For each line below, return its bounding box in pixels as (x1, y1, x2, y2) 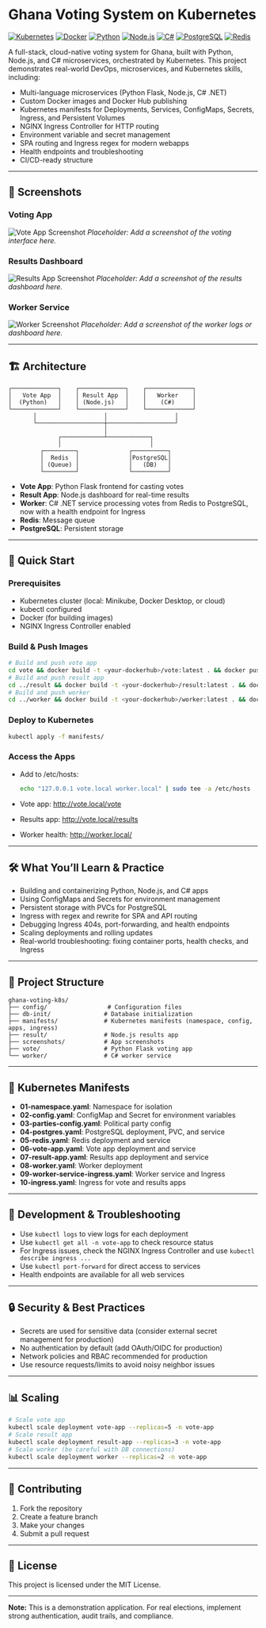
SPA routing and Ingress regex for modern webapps (19, 138, 190, 147)
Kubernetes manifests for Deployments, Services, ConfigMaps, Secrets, (19, 105, 255, 114)
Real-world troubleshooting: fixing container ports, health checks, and (19, 937, 249, 946)
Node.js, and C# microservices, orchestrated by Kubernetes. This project (8, 55, 247, 65)
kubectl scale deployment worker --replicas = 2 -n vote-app (8, 1453, 207, 1461)
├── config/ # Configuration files (8, 1003, 182, 1011)
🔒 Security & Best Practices (8, 1301, 146, 1315)
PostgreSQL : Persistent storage (19, 524, 124, 533)
